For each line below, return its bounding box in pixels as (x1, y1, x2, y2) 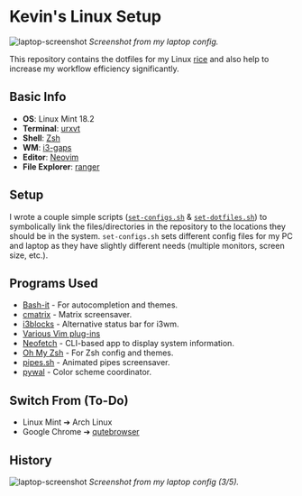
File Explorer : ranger (22, 161, 100, 172)
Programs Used (9, 275, 99, 290)
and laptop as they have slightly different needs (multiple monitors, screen (9, 240, 286, 251)
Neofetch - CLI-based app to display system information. (22, 338, 234, 349)
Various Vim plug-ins (22, 328, 101, 339)
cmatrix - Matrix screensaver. (22, 309, 133, 320)
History (9, 453, 52, 468)
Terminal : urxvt (22, 123, 81, 133)
